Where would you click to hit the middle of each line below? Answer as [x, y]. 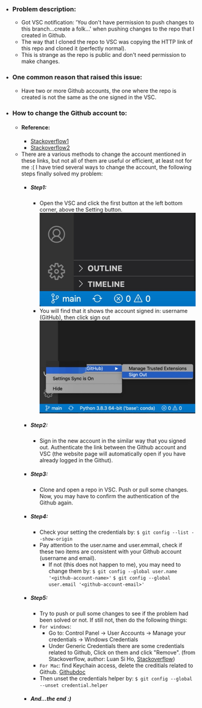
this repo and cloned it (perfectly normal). [74, 48]
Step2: [39, 425]
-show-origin [56, 539]
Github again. [56, 503]
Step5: [39, 598]
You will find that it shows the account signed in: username [114, 311]
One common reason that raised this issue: [77, 77]
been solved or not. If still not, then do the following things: [114, 620]
